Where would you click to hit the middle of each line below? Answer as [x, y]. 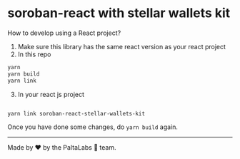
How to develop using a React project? [64, 33]
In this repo [34, 54]
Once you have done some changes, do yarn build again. [93, 127]
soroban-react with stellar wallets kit [119, 13]
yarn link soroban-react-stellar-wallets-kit [76, 113]
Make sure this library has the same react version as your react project [122, 46]
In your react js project [51, 94]
